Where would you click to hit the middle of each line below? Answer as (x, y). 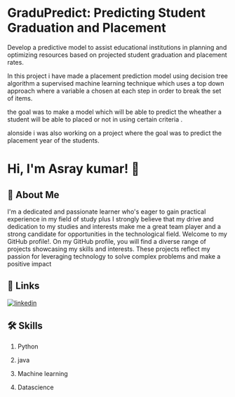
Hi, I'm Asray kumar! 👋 (74, 169)
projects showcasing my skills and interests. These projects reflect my (109, 249)
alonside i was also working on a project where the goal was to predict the (115, 133)
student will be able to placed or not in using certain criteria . (95, 119)
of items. (20, 98)
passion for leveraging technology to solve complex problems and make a (114, 256)
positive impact (29, 263)
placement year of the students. (53, 140)
